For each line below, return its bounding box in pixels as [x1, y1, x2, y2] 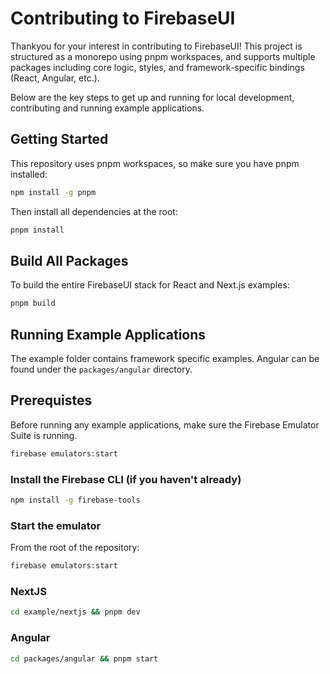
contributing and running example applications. [10, 102, 205, 114]
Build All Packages [10, 252, 129, 269]
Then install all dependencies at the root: [10, 205, 178, 217]
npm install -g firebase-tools [10, 495, 141, 505]
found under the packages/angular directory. [10, 363, 193, 375]
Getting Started [10, 131, 109, 148]
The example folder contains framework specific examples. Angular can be [10, 353, 320, 364]
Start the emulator [10, 518, 102, 532]
